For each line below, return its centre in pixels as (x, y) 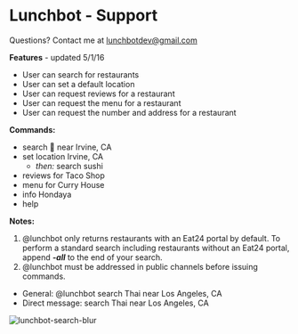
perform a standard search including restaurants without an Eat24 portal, (156, 248)
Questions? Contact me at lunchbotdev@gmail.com (103, 40)
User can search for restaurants (81, 74)
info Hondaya (47, 194)
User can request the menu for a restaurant (101, 102)
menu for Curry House (63, 184)
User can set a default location (78, 84)
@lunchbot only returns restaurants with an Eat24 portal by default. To (151, 238)
